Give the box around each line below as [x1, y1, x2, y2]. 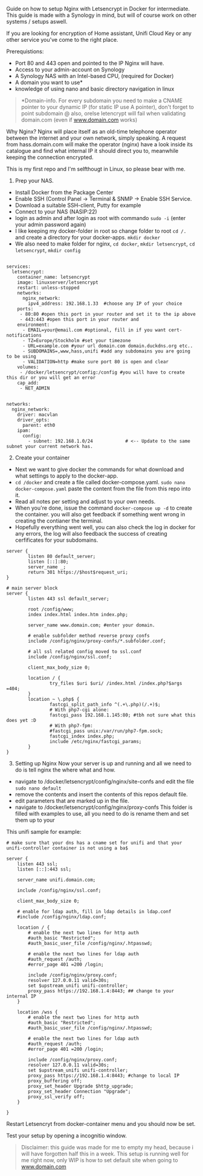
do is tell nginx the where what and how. [14, 766, 116, 773]
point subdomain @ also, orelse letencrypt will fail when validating [21, 110, 186, 117]
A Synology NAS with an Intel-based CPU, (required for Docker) [14, 73, 174, 79]
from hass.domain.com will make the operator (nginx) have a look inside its [6, 141, 193, 148]
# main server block [6, 585, 59, 591]
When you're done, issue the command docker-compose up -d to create [14, 504, 192, 512]
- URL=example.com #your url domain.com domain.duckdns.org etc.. [22, 343, 193, 349]
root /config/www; [28, 606, 74, 612]
